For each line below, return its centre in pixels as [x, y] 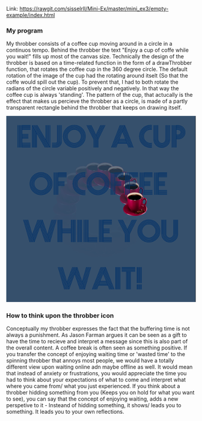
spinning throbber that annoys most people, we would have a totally [90, 361]
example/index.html [31, 15]
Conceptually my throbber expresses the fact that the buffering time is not [98, 329]
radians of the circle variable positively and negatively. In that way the [93, 88]
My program [25, 31]
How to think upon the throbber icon [60, 315]
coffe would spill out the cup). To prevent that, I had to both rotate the [92, 82]
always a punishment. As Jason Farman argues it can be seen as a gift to [97, 335]
